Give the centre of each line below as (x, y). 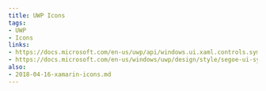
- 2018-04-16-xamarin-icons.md (60, 74)
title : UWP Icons (37, 15)
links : (19, 45)
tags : (17, 23)
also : (17, 67)
